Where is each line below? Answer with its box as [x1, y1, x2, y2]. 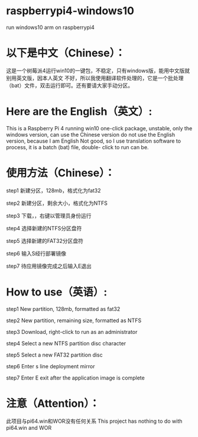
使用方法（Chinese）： [6, 166, 115, 179]
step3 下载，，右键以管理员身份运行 [6, 212, 92, 219]
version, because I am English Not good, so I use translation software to [6, 137, 181, 144]
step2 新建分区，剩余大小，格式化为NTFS [6, 200, 108, 207]
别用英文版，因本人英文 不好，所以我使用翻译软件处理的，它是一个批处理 [6, 74, 184, 81]
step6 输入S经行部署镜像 [6, 250, 67, 257]
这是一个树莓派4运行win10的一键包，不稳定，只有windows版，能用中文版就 [6, 67, 190, 74]
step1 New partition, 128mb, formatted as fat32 [6, 305, 121, 312]
